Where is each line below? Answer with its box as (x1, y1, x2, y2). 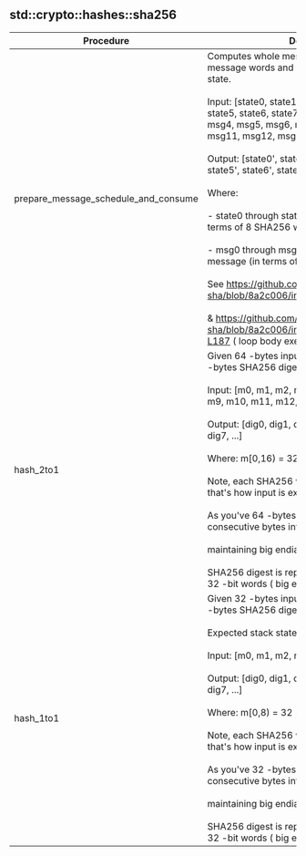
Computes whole (207, 49, 280, 62)
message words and (207, 61, 294, 74)
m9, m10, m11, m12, (207, 395, 299, 407)
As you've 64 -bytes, (207, 509, 299, 521)
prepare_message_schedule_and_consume (14, 191, 199, 204)
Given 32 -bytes (207, 592, 280, 604)
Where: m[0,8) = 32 (207, 706, 293, 718)
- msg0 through (207, 243, 276, 256)
